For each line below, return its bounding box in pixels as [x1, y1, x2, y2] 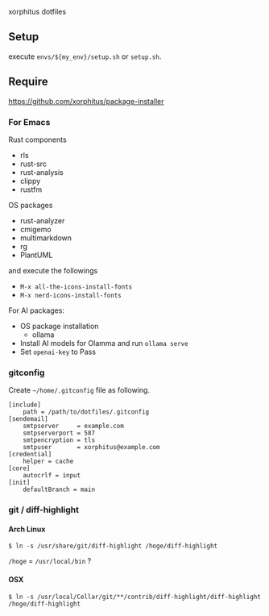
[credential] [8, 451, 52, 459]
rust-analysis [19, 167, 64, 177]
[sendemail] [8, 415, 48, 423]
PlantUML [19, 250, 53, 260]
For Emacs [8, 116, 51, 127]
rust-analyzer [19, 215, 65, 225]
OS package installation [19, 321, 99, 331]
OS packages [8, 200, 53, 210]
